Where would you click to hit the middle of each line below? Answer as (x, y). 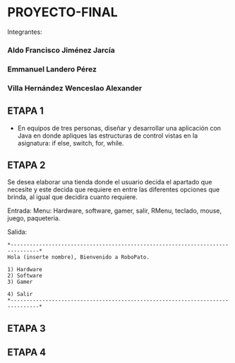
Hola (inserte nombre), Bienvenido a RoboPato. (79, 257)
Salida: (17, 232)
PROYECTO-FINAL (62, 12)
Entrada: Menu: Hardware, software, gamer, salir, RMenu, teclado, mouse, (115, 211)
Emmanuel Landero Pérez (52, 69)
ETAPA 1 (26, 111)
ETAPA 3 (26, 328)
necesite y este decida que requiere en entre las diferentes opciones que (114, 190)
